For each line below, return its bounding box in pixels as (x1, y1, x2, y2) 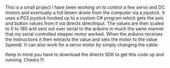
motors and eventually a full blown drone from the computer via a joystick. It (5, 10, 165, 16)
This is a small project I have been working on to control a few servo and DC (5, 5, 165, 10)
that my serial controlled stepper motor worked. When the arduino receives (5, 31, 163, 37)
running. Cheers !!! (5, 57, 44, 62)
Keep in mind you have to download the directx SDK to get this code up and (5, 51, 164, 57)
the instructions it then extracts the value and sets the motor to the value (5, 36, 158, 42)
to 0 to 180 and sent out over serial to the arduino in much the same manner (5, 26, 164, 32)
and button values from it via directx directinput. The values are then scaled (5, 20, 164, 26)
